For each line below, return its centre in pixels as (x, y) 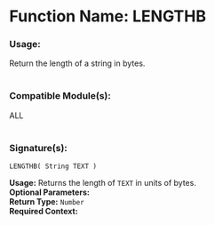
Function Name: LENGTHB (108, 16)
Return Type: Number (47, 202)
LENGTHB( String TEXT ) (53, 166)
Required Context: (44, 212)
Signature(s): (39, 148)
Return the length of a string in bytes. (77, 63)
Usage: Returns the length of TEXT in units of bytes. (103, 183)
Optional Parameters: (50, 192)
